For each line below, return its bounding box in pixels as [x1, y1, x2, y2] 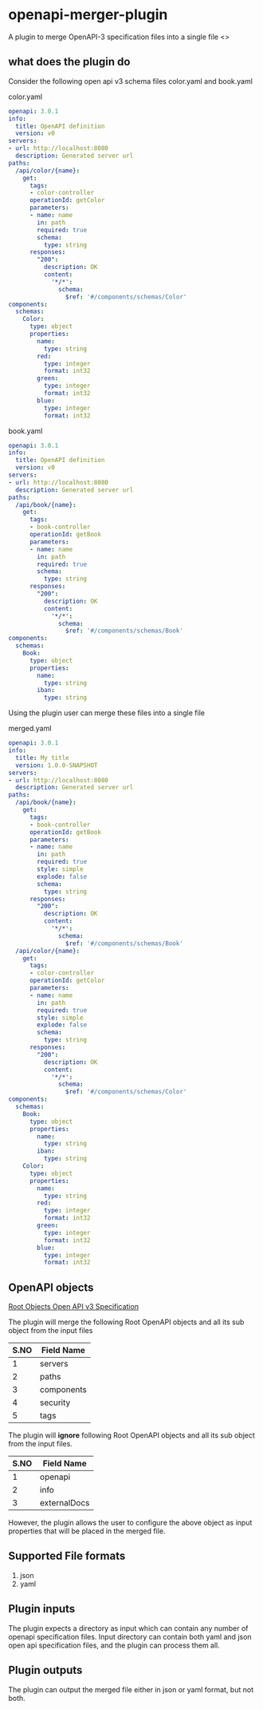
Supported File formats [8, 1549, 126, 1563]
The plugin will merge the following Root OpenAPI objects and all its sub [8, 1317, 245, 1327]
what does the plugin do [8, 55, 131, 69]
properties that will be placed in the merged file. [8, 1526, 166, 1536]
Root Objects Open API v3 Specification [8, 1302, 139, 1311]
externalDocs [39, 1497, 90, 1509]
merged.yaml [8, 724, 52, 734]
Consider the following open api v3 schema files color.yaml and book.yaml [8, 76, 253, 85]
